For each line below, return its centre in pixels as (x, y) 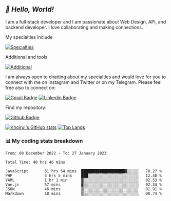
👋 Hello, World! (30, 9)
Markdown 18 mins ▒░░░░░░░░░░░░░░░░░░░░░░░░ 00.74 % (83, 194)
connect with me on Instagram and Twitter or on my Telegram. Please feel (83, 82)
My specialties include (29, 37)
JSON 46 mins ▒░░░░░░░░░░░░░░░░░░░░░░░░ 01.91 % (83, 189)
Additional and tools (26, 57)
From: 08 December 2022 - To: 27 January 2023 (56, 153)
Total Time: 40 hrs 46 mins (35, 162)
